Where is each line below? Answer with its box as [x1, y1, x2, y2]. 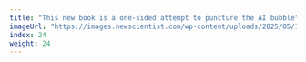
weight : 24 [9, 38, 51, 48]
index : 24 [9, 30, 47, 39]
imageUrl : [9, 22, 47, 31]
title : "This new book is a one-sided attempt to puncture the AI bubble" [9, 13, 300, 23]
